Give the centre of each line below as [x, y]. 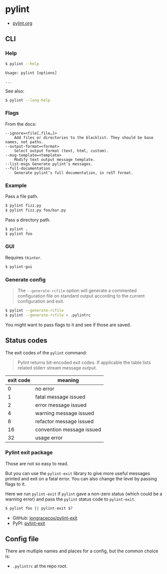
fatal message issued [60, 397]
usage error [49, 437]
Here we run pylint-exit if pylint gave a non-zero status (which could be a [84, 494]
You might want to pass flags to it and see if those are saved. [68, 325]
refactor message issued [64, 421]
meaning [68, 380]
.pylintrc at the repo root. [40, 566]
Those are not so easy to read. [37, 463]
